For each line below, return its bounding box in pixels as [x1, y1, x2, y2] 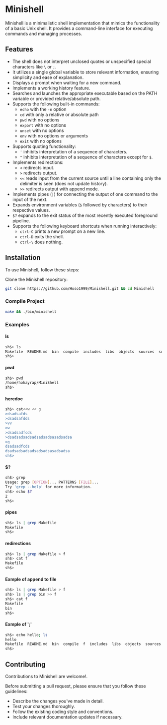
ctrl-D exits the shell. [19, 233, 64, 239]
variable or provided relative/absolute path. [12, 95, 101, 101]
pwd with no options [19, 116, 60, 123]
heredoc [5, 396, 23, 402]
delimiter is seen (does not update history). [19, 180, 108, 186]
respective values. [12, 207, 50, 213]
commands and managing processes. [5, 30, 83, 36]
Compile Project [5, 298, 45, 305]
